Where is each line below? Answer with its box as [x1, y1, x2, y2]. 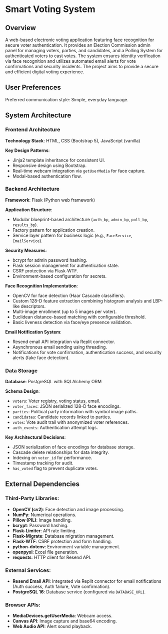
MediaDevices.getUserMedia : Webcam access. [12, 613, 113, 619]
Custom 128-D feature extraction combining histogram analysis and [12, 297, 152, 304]
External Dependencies [5, 480, 80, 489]
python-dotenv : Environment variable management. [12, 543, 120, 550]
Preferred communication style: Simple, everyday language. [5, 96, 128, 102]
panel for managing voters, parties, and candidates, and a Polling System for [5, 48, 163, 53]
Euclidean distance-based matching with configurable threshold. [12, 313, 146, 320]
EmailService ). [12, 237, 42, 244]
